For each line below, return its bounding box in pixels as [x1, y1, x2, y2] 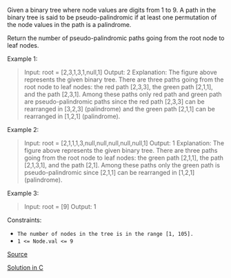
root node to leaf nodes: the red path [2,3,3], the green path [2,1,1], [23, 83, 214, 91]
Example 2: [7, 126, 39, 133]
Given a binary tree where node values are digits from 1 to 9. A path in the [7, 6, 216, 14]
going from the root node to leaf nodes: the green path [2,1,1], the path [23, 154, 224, 162]
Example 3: [7, 189, 39, 197]
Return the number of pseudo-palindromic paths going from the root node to [7, 34, 225, 42]
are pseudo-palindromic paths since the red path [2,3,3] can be [23, 98, 205, 106]
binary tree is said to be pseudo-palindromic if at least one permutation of [7, 13, 217, 21]
